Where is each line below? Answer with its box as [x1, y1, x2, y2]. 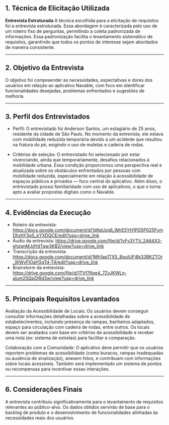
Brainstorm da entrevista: [12, 265, 65, 271]
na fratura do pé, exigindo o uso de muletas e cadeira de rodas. [12, 142, 144, 148]
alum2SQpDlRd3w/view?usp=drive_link [12, 275, 95, 281]
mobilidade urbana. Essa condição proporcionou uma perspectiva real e [12, 162, 162, 168]
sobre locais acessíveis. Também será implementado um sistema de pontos [5, 360, 162, 367]
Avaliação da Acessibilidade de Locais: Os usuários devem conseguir [5, 308, 149, 314]
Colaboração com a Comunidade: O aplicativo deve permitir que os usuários [5, 345, 163, 351]
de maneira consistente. [5, 44, 55, 50]
